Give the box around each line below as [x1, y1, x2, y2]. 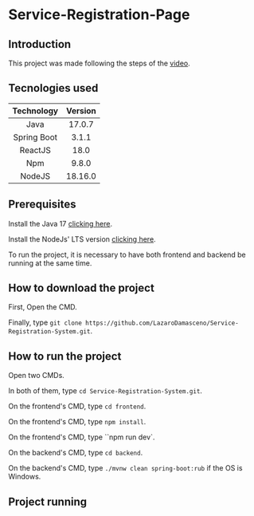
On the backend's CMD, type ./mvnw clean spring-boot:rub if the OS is [8, 463, 243, 473]
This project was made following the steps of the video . [8, 58, 191, 68]
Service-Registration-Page [8, 6, 190, 24]
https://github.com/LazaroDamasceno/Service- [84, 319, 239, 328]
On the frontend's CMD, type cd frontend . [8, 401, 147, 412]
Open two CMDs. [8, 371, 65, 380]
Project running [8, 494, 88, 508]
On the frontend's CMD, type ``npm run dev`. [8, 432, 155, 442]
